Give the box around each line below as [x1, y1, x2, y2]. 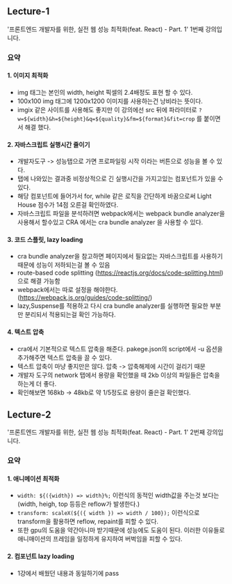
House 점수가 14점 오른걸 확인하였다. [17, 201, 119, 209]
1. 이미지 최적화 [7, 71, 49, 79]
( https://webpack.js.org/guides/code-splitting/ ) [17, 293, 153, 302]
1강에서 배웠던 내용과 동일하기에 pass [17, 569, 119, 577]
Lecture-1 [7, 6, 50, 17]
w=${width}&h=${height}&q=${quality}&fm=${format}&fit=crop [17, 115, 195, 123]
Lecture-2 [7, 408, 51, 420]
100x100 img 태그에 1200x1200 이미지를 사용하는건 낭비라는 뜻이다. [17, 97, 204, 105]
